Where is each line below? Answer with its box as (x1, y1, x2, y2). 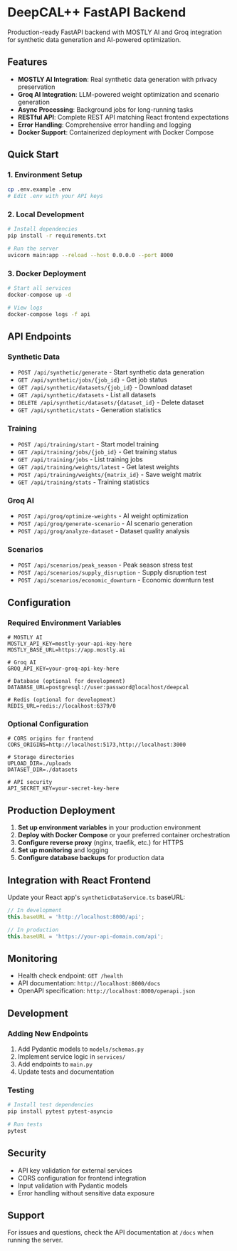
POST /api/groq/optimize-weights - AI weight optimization (17, 512, 189, 520)
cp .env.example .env (7, 186, 72, 193)
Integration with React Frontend (7, 874, 152, 886)
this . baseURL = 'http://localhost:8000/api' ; (7, 913, 144, 921)
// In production (7, 926, 59, 933)
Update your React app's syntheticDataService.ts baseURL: (7, 893, 186, 901)
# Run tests (7, 1121, 43, 1129)
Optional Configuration (7, 718, 89, 728)
